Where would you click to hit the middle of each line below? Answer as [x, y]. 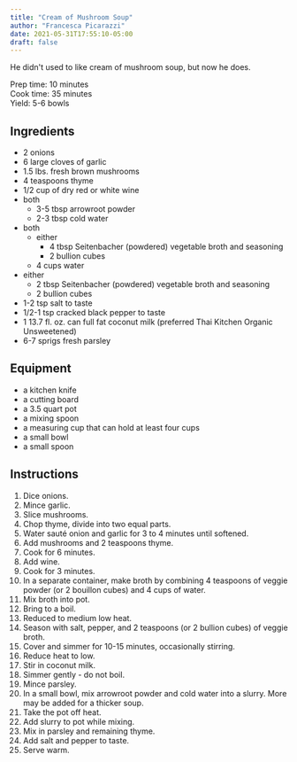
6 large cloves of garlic [65, 162]
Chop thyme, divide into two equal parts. [97, 524]
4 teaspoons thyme [58, 181]
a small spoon [48, 446]
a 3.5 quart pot [50, 408]
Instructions [44, 474]
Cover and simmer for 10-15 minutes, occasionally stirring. [129, 646]
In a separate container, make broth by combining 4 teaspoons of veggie [155, 580]
